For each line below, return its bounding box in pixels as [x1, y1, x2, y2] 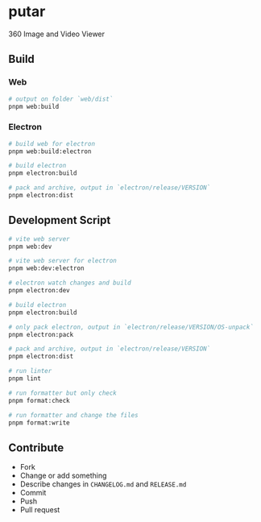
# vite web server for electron [8, 257, 117, 265]
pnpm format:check [8, 396, 70, 404]
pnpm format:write [8, 418, 70, 427]
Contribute [8, 441, 64, 454]
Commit [19, 488, 47, 498]
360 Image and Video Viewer [8, 29, 106, 39]
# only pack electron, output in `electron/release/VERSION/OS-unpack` [8, 323, 254, 331]
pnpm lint [8, 375, 42, 383]
